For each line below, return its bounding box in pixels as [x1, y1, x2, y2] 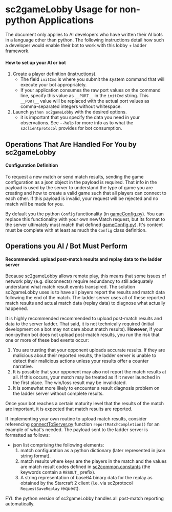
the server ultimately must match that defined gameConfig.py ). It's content [5, 221, 163, 228]
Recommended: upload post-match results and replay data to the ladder [5, 256, 162, 262]
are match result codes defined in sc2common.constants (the [20, 464, 150, 470]
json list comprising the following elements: [12, 442, 104, 448]
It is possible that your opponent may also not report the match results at [12, 369, 166, 375]
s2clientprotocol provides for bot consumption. [20, 125, 122, 131]
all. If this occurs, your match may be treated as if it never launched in [12, 374, 160, 381]
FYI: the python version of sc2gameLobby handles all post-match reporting [5, 495, 164, 502]
